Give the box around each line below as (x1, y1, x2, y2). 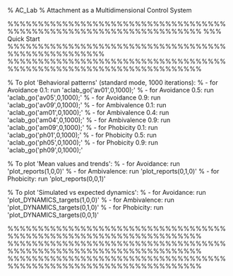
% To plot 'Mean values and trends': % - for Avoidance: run (7, 160, 180, 168)
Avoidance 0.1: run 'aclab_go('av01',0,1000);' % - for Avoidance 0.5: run (7, 86, 214, 94)
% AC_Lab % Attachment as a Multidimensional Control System (7, 6, 192, 14)
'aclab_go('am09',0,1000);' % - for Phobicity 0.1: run (7, 124, 158, 131)
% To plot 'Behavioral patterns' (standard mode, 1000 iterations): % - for (7, 78, 218, 87)
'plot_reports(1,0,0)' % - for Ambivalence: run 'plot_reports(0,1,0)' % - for (7, 167, 220, 175)
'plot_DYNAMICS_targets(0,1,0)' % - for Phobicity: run (7, 203, 164, 211)
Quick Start (7, 35, 40, 43)
